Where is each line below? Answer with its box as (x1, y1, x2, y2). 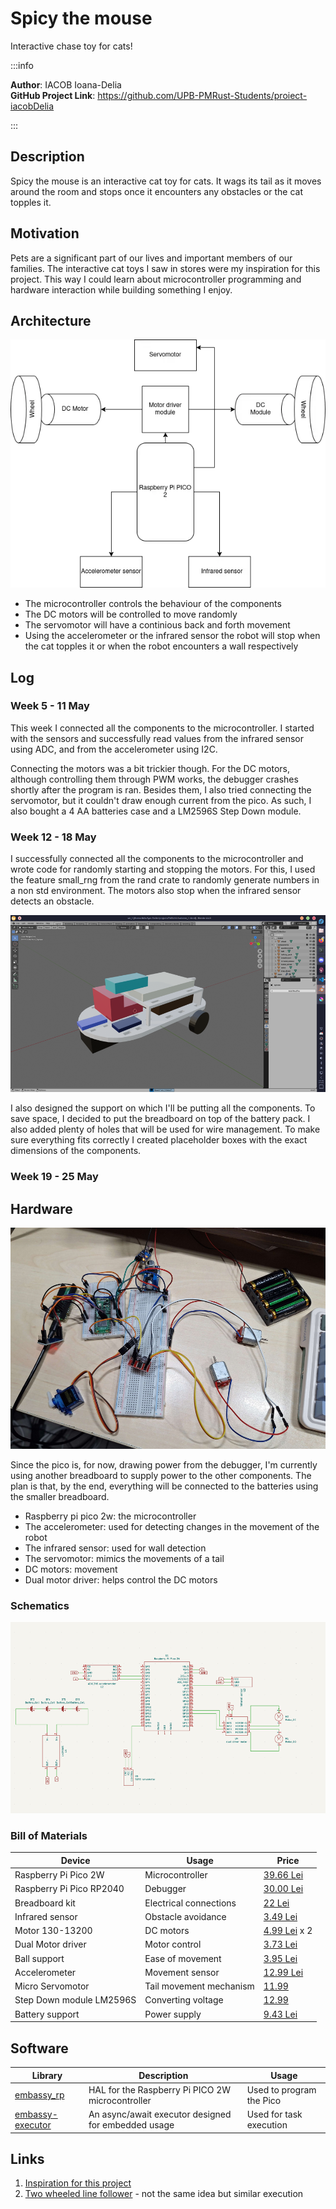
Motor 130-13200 (14, 1925, 93, 1937)
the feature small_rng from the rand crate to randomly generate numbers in (10, 874, 320, 886)
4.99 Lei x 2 (263, 1925, 313, 1937)
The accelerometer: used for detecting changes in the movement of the (24, 1521, 320, 1533)
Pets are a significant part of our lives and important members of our (10, 252, 293, 264)
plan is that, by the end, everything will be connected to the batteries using (10, 1480, 319, 1492)
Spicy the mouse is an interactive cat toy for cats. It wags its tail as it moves (10, 175, 322, 187)
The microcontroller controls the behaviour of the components (24, 598, 282, 610)
